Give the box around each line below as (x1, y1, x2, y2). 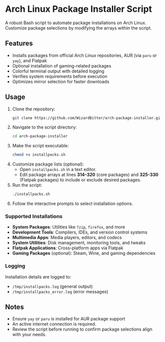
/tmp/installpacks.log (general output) (12, 283, 93, 289)
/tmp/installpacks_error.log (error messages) (12, 288, 108, 294)
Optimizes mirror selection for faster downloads (12, 78, 109, 84)
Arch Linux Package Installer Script (5, 3, 152, 15)
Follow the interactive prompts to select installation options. (12, 201, 133, 206)
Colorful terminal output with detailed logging (12, 68, 104, 74)
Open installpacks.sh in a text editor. (19, 167, 97, 172)
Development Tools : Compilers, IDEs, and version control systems (12, 229, 148, 235)
